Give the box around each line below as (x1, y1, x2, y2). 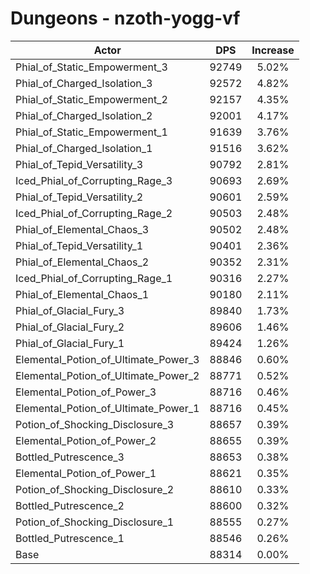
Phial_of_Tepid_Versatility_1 (15, 238, 144, 252)
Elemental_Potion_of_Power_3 (15, 385, 157, 399)
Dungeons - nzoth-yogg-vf (10, 7, 241, 30)
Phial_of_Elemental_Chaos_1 (15, 287, 150, 301)
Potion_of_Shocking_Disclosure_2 (15, 482, 175, 496)
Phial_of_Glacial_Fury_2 (15, 320, 125, 334)
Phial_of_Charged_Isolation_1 (15, 141, 153, 155)
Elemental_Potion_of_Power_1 (15, 466, 157, 480)
